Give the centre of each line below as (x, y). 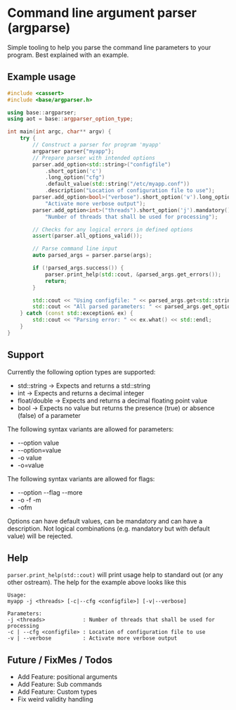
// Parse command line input (75, 249)
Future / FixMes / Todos (60, 660)
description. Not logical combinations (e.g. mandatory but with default (109, 528)
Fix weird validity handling (55, 699)
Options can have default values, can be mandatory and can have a (105, 521)
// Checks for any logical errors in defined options (113, 229)
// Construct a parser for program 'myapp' (97, 145)
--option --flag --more (50, 492)
